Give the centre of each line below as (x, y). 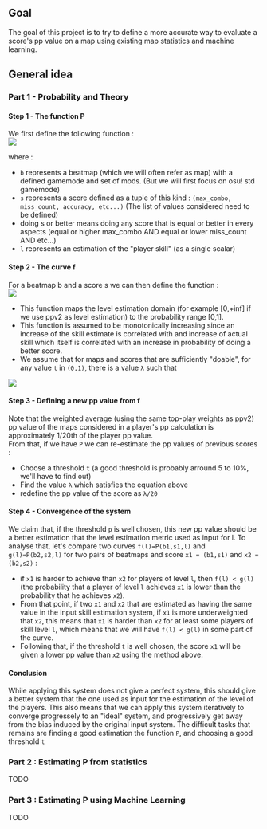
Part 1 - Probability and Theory (69, 97)
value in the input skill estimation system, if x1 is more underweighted (134, 612)
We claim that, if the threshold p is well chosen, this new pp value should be (132, 528)
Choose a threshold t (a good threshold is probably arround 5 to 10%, (134, 468)
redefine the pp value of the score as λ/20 (88, 493)
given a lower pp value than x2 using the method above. (111, 654)
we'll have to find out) (55, 476)
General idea (41, 75)
